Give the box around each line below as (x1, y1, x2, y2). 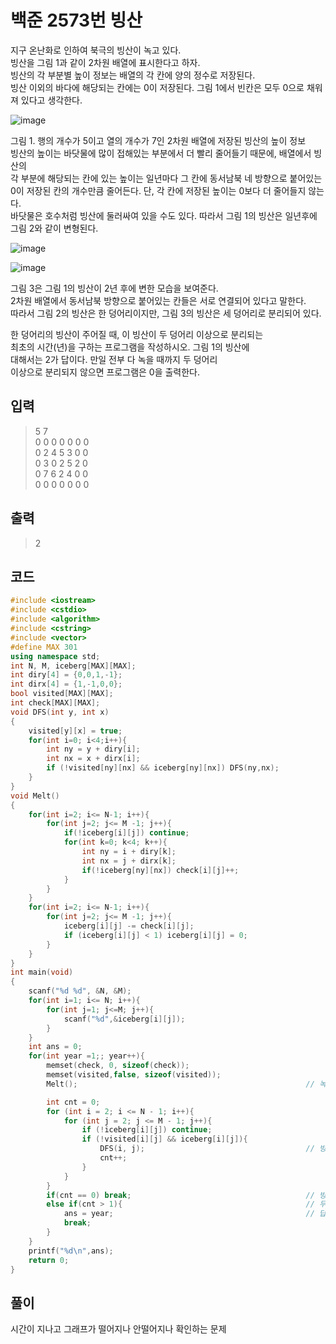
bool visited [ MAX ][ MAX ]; (10, 689, 114, 699)
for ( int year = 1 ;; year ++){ (28, 1051, 145, 1061)
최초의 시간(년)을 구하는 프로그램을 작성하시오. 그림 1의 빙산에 (10, 341, 250, 353)
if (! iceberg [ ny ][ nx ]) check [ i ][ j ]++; (81, 865, 240, 875)
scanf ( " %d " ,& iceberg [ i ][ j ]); (63, 1014, 186, 1024)
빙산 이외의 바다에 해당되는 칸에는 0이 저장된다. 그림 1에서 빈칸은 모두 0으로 (10, 81, 305, 93)
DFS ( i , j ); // (99, 1144, 315, 1154)
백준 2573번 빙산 (10, 9, 143, 32)
